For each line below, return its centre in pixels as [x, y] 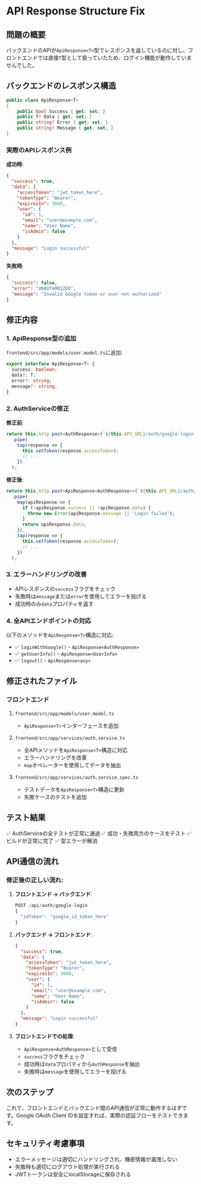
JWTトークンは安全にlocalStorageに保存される [73, 1174]
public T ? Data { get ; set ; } [55, 117]
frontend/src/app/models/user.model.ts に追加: [64, 353]
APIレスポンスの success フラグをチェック [65, 589]
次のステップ [30, 1092]
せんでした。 [22, 65]
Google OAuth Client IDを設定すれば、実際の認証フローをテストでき [100, 1115]
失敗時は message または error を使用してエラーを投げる [81, 596]
